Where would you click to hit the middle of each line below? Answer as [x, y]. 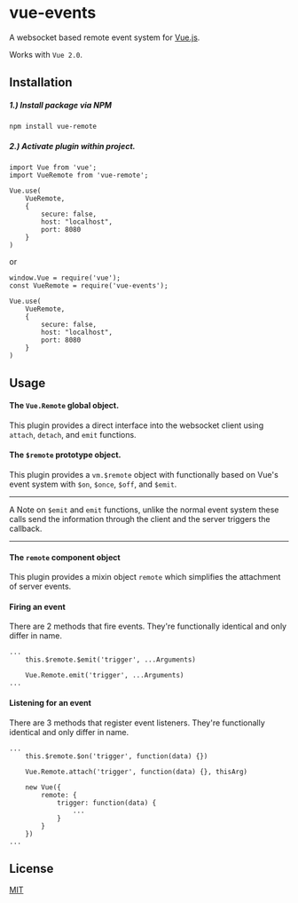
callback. [26, 529]
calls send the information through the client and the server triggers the [140, 519]
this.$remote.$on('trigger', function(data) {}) [117, 756]
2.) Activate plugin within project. [72, 146]
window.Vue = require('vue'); [65, 278]
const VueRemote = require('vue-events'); [89, 286]
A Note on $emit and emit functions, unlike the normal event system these [144, 510]
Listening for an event [50, 703]
